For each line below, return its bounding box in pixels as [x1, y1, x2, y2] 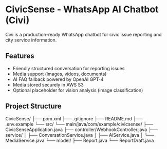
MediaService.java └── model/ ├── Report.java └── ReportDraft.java [5, 137, 154, 143]
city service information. [5, 37, 57, 43]
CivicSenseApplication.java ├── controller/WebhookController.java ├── [5, 126, 158, 133]
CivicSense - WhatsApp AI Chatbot [5, 4, 159, 15]
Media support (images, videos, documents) [12, 71, 107, 77]
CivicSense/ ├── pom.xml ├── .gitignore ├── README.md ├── [5, 115, 143, 121]
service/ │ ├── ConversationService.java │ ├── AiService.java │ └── [5, 132, 154, 138]
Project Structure [5, 102, 62, 111]
